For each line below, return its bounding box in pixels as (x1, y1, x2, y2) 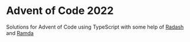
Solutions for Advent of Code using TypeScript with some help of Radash (6, 23, 184, 30)
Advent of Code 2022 (6, 4, 114, 17)
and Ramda (6, 29, 34, 36)
